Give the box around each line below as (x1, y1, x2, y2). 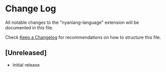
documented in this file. (5, 24, 54, 30)
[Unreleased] (5, 49, 47, 57)
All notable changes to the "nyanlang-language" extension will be (5, 19, 139, 25)
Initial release (12, 62, 40, 68)
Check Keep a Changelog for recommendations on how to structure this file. (5, 34, 162, 40)
